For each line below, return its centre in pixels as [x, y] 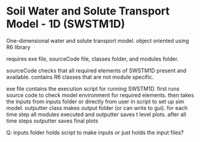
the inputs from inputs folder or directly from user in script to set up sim [95, 102]
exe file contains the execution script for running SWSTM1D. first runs [93, 88]
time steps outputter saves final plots [52, 121]
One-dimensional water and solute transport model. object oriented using [98, 40]
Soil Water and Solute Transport [88, 11]
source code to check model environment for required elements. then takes [100, 95]
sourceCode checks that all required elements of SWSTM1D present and [96, 70]
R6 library [18, 47]
